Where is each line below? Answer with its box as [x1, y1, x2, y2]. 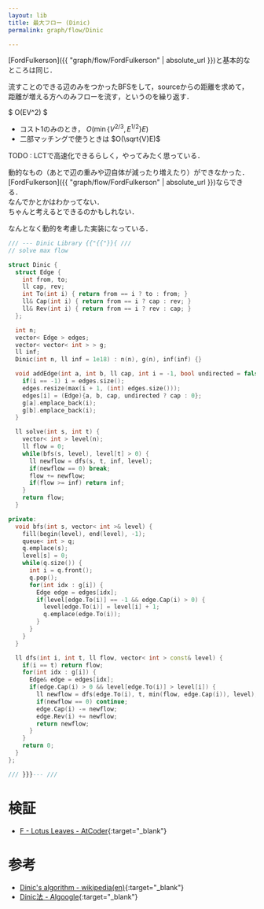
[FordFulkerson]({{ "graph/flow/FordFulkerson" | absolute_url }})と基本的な [8, 56, 251, 65]
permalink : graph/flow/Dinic [8, 26, 104, 34]
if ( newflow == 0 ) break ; [28, 464, 111, 472]
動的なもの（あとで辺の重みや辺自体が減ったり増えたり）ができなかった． [8, 168, 249, 177]
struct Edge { [15, 268, 61, 276]
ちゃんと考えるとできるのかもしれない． [8, 207, 139, 216]
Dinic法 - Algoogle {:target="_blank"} [19, 892, 138, 901]
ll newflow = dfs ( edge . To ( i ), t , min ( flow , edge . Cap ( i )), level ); [36, 690, 258, 699]
